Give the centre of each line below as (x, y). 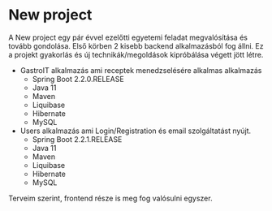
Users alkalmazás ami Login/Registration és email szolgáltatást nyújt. (136, 131)
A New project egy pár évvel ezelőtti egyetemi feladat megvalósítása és (128, 37)
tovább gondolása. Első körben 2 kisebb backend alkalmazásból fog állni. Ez (136, 45)
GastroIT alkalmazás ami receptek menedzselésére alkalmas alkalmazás (141, 70)
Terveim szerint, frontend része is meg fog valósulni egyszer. (110, 198)
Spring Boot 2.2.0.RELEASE (78, 79)
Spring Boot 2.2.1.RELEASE (77, 139)
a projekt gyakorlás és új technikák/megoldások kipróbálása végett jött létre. (136, 54)
